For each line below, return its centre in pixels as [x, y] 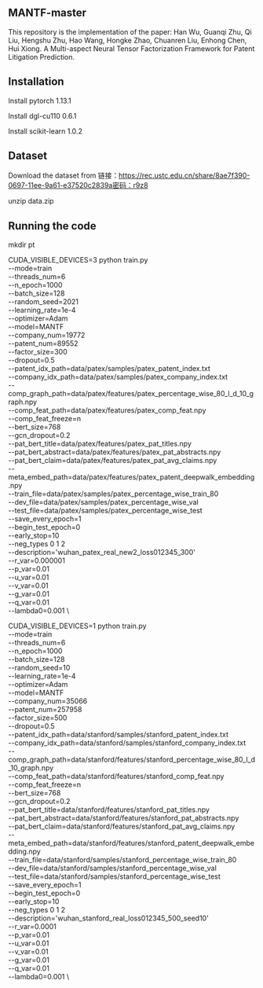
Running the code [52, 226]
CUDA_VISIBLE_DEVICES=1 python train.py [77, 626]
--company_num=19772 [47, 335]
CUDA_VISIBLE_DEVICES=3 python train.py [78, 260]
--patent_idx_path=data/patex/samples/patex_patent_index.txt [109, 369]
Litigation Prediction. [42, 57]
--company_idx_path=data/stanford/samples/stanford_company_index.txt [127, 743]
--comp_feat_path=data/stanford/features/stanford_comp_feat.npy [116, 777]
